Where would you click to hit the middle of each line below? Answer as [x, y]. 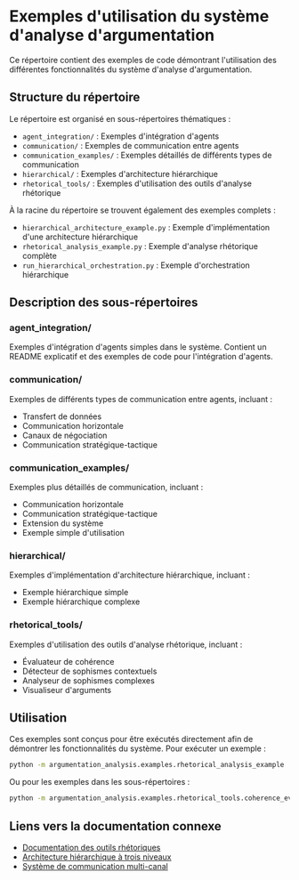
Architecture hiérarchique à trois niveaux [97, 857]
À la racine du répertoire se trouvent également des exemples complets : [142, 210]
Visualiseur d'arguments [67, 690]
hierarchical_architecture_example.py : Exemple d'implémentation [146, 227]
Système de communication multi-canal [95, 866]
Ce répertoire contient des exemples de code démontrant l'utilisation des [143, 60]
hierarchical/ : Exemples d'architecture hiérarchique [120, 174]
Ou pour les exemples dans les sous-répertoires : [100, 782]
